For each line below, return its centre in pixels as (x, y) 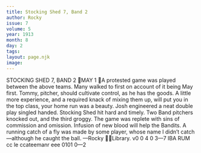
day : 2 (15, 46)
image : (15, 63)
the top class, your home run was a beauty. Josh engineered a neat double (100, 106)
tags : (13, 52)
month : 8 (17, 40)
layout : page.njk (28, 57)
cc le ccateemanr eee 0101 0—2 (46, 144)
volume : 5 (19, 29)
